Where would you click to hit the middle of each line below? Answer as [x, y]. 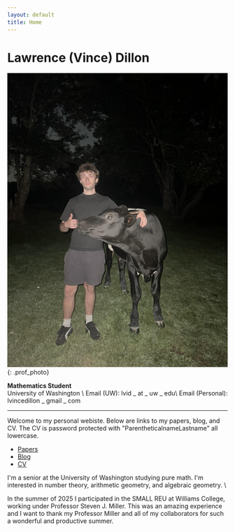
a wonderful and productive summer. [60, 521]
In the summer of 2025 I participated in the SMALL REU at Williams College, [116, 499]
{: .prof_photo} [28, 372]
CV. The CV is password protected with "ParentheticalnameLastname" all [113, 428]
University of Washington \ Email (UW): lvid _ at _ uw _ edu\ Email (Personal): [117, 393]
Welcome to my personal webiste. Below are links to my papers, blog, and [114, 421]
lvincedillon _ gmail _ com [44, 401]
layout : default [31, 15]
